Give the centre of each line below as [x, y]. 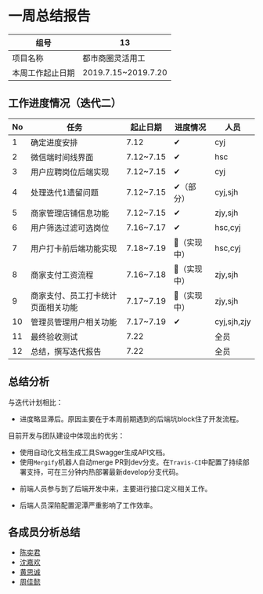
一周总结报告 [50, 16]
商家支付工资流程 [62, 275]
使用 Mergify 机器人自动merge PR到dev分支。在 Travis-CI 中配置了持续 [131, 462]
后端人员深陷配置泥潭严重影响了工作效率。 [88, 505]
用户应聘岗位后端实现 [70, 172]
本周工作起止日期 [44, 73]
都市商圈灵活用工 [114, 58]
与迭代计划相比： [36, 402]
